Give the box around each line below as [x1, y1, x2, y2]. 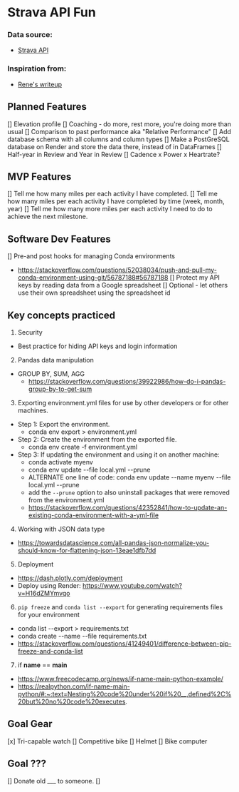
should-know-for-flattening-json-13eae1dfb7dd [17, 547, 156, 555]
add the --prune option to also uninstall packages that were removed [28, 488, 230, 497]
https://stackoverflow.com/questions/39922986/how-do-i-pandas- [28, 377, 226, 386]
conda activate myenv [28, 458, 94, 467]
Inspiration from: [7, 64, 67, 73]
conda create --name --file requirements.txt [17, 632, 147, 641]
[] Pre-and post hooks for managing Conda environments [7, 252, 176, 260]
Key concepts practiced [7, 309, 116, 321]
